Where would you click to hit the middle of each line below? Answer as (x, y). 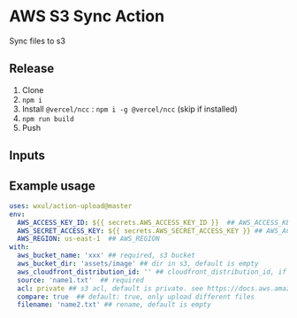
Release (32, 69)
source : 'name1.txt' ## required (80, 280)
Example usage (52, 186)
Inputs (27, 155)
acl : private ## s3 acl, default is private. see (110, 288)
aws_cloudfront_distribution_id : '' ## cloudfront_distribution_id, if (152, 272)
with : (19, 247)
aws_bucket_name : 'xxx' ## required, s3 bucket (107, 256)
